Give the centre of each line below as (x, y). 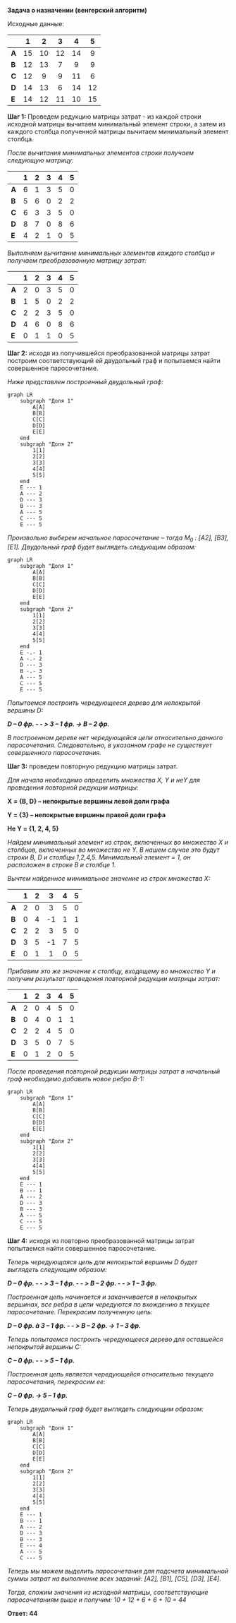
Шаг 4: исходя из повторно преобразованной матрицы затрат (101, 1241)
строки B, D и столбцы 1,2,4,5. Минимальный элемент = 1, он (99, 857)
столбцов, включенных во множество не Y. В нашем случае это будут (113, 850)
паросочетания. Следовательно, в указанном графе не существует (110, 745)
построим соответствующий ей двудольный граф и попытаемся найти (114, 361)
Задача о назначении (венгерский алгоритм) (77, 10)
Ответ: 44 (23, 1613)
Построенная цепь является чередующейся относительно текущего (110, 1374)
